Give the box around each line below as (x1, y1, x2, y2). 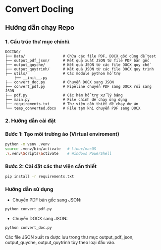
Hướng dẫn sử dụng (5, 186, 54, 192)
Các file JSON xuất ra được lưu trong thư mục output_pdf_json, (5, 234, 134, 240)
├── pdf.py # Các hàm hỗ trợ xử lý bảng (5, 93, 123, 98)
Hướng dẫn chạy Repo (5, 23, 75, 32)
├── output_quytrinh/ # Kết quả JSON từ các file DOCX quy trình (5, 66, 154, 71)
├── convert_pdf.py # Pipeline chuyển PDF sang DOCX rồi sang (5, 84, 152, 89)
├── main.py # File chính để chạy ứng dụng (5, 97, 127, 102)
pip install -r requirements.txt (5, 174, 74, 179)
